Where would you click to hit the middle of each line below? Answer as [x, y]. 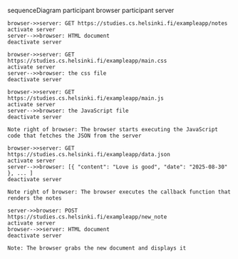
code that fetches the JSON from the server [74, 136]
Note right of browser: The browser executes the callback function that [119, 192]
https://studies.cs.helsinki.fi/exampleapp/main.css [87, 61]
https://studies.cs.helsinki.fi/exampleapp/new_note [87, 217]
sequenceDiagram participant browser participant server [91, 10]
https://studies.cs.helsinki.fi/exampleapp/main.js [86, 98]
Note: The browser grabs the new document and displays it [97, 248]
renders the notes [35, 198]
